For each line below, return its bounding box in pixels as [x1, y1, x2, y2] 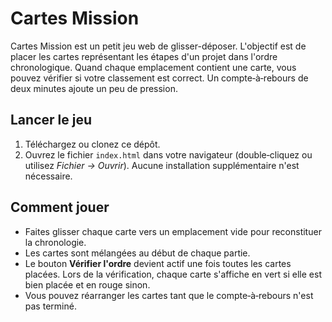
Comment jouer [10, 199, 110, 216]
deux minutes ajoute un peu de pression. [10, 82, 178, 94]
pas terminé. [24, 300, 77, 312]
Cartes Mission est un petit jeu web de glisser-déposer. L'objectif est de [10, 40, 307, 52]
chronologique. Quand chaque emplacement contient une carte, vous [10, 61, 297, 73]
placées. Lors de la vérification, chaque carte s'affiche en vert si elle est [24, 268, 322, 280]
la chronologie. [24, 236, 87, 248]
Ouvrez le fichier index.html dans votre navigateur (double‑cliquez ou [24, 148, 313, 161]
